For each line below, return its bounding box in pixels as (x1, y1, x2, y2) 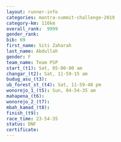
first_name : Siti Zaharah (6, 43, 71, 49)
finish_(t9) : (6, 110, 39, 116)
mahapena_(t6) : (6, 93, 45, 99)
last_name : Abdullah (6, 48, 59, 54)
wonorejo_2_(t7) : (6, 98, 50, 105)
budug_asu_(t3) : (6, 76, 47, 82)
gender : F (6, 54, 31, 60)
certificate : (6, 127, 39, 133)
